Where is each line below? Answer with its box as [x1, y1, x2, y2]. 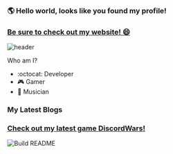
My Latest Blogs [7, 105, 63, 114]
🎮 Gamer [17, 78, 46, 86]
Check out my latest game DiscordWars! [7, 123, 145, 133]
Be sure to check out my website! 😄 [7, 27, 130, 37]
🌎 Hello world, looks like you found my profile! [7, 6, 167, 15]
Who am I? [7, 56, 38, 65]
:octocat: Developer [17, 70, 74, 78]
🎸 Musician [17, 87, 50, 96]
